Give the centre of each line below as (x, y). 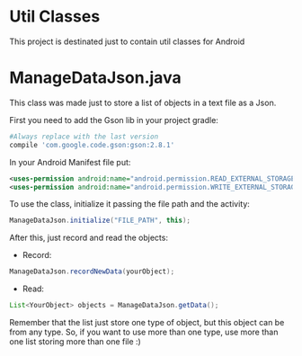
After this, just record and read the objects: (89, 238)
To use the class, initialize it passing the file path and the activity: (129, 204)
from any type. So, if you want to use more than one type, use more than (144, 332)
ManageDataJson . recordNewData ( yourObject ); (92, 271)
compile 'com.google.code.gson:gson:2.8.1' (92, 145)
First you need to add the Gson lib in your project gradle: (114, 120)
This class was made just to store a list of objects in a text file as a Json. (143, 102)
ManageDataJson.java (95, 78)
